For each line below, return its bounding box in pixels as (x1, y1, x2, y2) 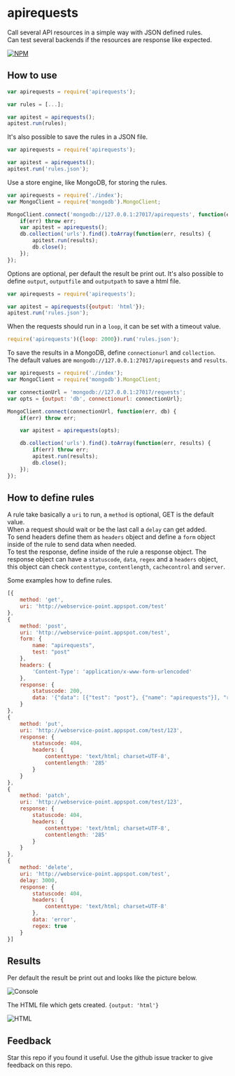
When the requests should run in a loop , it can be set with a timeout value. (7, 322, 222, 331)
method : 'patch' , (20, 792, 71, 799)
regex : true (32, 922, 68, 929)
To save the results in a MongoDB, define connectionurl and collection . (7, 349, 216, 357)
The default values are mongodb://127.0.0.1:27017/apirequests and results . (7, 356, 227, 364)
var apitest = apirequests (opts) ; (20, 427, 120, 434)
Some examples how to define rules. (7, 576, 113, 585)
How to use (7, 69, 57, 81)
